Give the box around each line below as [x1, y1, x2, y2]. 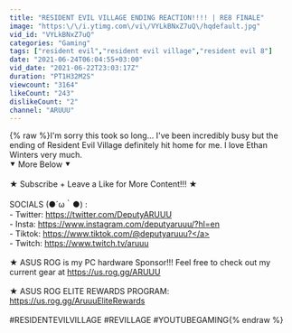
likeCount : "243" [9, 88, 75, 97]
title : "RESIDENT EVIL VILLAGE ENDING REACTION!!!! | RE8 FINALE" [9, 13, 265, 23]
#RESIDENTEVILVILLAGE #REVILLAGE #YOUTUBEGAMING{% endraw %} [9, 315, 284, 326]
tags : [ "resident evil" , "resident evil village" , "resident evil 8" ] [9, 47, 273, 56]
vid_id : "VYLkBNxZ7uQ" [9, 30, 95, 39]
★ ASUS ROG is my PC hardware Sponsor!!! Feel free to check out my [9, 257, 271, 268]
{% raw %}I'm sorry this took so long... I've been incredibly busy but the [9, 130, 278, 141]
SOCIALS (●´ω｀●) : [9, 199, 88, 210]
